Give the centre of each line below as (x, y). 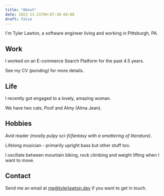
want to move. (20, 160)
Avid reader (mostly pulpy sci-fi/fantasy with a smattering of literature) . (79, 136)
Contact (18, 176)
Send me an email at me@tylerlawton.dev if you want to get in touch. (76, 188)
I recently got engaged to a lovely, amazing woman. (58, 98)
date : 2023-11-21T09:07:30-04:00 (40, 14)
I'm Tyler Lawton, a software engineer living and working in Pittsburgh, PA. (82, 33)
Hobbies (19, 123)
